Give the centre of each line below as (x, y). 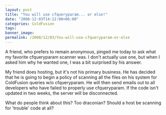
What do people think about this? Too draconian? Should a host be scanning (83, 103)
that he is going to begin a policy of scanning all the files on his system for (81, 77)
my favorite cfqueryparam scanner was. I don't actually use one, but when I (83, 57)
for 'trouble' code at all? (30, 108)
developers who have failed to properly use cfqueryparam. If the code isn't (82, 88)
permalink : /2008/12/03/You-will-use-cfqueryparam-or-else (68, 38)
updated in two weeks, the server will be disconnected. (62, 93)
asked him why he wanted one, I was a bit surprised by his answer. (74, 62)
